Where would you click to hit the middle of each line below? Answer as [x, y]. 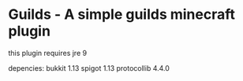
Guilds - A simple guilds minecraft [121, 15]
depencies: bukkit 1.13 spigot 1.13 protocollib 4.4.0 [89, 68]
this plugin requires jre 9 [48, 53]
